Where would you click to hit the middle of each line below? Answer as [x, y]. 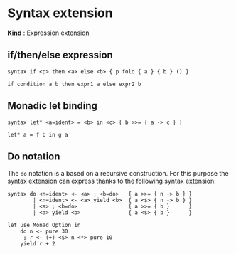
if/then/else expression [60, 55]
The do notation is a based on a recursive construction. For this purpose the [118, 174]
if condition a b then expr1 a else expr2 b [74, 84]
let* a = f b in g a [38, 134]
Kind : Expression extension [49, 33]
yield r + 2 [38, 244]
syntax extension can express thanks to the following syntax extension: [112, 181]
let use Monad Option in [44, 226]
